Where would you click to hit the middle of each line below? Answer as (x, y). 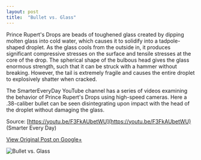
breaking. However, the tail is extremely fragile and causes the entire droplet (100, 73)
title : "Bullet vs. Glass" (41, 17)
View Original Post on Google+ (44, 139)
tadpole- (169, 41)
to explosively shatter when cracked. (52, 79)
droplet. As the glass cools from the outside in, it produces (98, 47)
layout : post (22, 12)
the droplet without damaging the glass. (55, 110)
